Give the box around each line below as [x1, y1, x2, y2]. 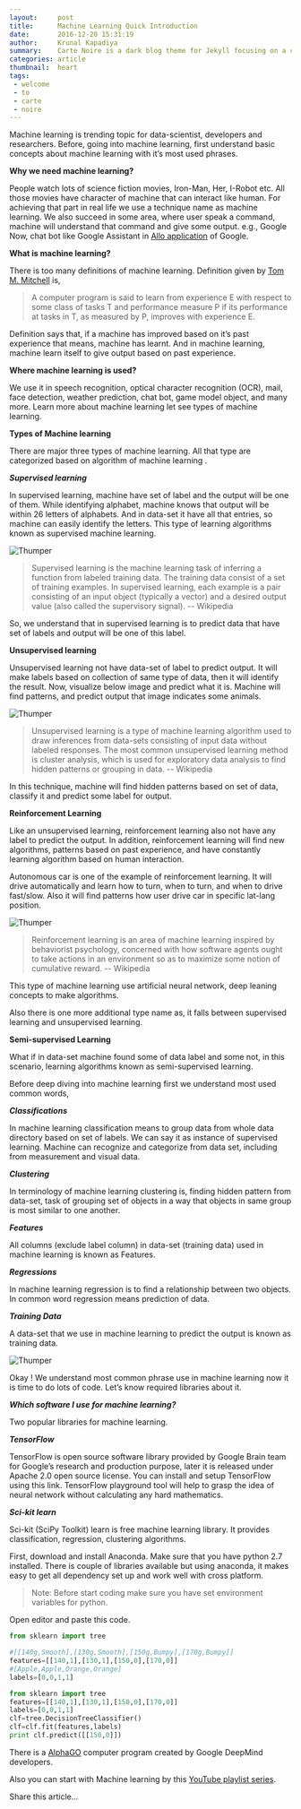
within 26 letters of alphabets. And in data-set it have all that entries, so [9, 509, 273, 520]
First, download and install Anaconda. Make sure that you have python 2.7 [9, 1551, 283, 1562]
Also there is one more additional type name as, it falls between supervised [9, 1007, 287, 1018]
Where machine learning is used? [9, 365, 137, 376]
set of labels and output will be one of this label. [9, 628, 186, 639]
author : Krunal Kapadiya [9, 38, 118, 47]
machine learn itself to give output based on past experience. [9, 348, 236, 358]
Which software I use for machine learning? [9, 1400, 176, 1410]
